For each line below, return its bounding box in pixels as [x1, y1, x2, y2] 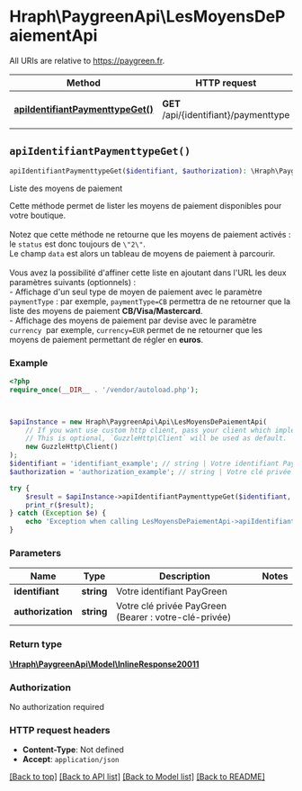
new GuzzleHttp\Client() [25, 443, 119, 452]
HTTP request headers [9, 724, 111, 736]
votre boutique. [9, 210, 66, 220]
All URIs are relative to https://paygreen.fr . [9, 55, 165, 66]
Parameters [9, 546, 61, 559]
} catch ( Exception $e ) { [9, 508, 106, 518]
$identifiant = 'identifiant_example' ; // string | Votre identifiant [9, 459, 280, 469]
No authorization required [9, 701, 105, 712]
